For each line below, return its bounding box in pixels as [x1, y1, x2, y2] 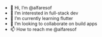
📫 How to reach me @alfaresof [10, 26, 77, 32]
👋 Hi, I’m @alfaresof [10, 5, 52, 10]
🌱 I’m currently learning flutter [10, 15, 73, 21]
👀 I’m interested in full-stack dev [10, 10, 79, 16]
